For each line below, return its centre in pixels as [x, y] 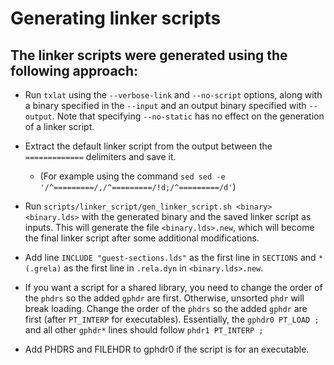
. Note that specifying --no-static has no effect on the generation [188, 116]
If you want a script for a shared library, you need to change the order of [173, 287]
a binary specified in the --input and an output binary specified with [165, 105]
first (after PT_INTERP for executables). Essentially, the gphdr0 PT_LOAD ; [172, 319]
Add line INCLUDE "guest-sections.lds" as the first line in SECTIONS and [170, 257]
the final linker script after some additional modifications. [142, 238]
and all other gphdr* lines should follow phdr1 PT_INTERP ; [144, 330]
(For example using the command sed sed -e [132, 176]
